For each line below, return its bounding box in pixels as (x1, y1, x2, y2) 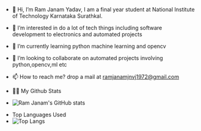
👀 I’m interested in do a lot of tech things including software (12, 24, 163, 31)
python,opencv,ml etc (12, 61, 67, 68)
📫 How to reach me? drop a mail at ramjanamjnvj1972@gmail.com (12, 73, 180, 80)
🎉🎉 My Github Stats (12, 88, 62, 94)
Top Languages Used (12, 111, 67, 118)
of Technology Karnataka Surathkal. (12, 12, 103, 20)
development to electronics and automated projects (12, 31, 142, 38)
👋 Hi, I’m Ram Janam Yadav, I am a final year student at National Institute (12, 6, 195, 13)
